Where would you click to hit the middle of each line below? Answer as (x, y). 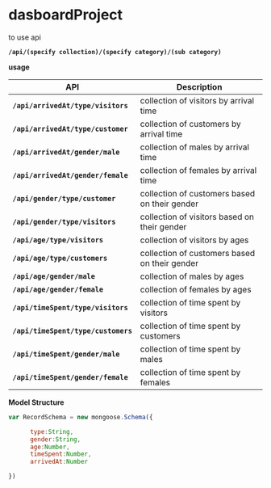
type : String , (52, 431)
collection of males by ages (192, 276)
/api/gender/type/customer (64, 198)
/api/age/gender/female (58, 289)
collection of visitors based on (197, 217)
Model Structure (36, 402)
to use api (25, 37)
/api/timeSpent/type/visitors (71, 307)
